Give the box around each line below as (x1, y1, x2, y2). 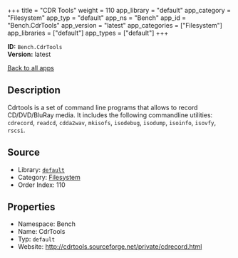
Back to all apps (7, 64, 55, 72)
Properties (7, 201, 56, 213)
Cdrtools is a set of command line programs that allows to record (7, 103, 198, 112)
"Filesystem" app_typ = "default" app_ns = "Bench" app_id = (7, 14, 187, 22)
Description (7, 85, 61, 97)
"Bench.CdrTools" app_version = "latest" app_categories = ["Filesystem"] (7, 21, 223, 29)
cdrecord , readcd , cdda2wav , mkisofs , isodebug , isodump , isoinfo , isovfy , (7, 118, 217, 127)
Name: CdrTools (17, 227, 66, 236)
